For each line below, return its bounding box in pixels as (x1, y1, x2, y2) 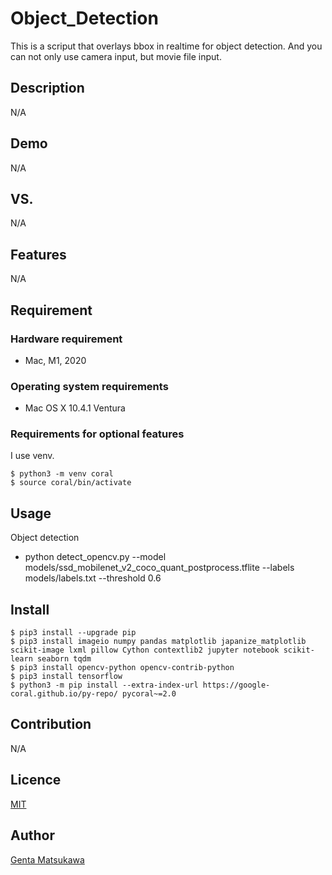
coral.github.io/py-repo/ (10, 689, 118, 699)
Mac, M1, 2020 (24, 354, 87, 366)
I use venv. (10, 450, 55, 462)
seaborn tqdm (36, 654, 92, 664)
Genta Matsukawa (10, 853, 85, 866)
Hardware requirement (10, 332, 123, 346)
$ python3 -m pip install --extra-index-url (10, 680, 199, 691)
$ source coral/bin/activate (10, 478, 132, 488)
